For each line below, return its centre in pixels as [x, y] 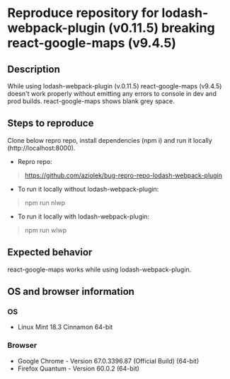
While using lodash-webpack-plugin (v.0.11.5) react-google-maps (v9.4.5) [115, 86]
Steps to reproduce [51, 123]
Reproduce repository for [83, 13]
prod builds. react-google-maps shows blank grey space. [91, 101]
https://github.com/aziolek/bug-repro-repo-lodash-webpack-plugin [123, 175]
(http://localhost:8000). [41, 148]
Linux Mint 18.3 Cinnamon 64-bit [65, 327]
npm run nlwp [45, 202]
